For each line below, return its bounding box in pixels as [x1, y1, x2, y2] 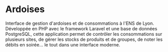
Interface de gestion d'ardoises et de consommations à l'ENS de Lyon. [5, 20, 154, 26]
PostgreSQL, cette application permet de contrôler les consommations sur [5, 31, 162, 37]
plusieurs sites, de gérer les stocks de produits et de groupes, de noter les [5, 36, 163, 42]
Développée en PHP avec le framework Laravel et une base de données [5, 25, 158, 31]
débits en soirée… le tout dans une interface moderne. [5, 41, 121, 47]
